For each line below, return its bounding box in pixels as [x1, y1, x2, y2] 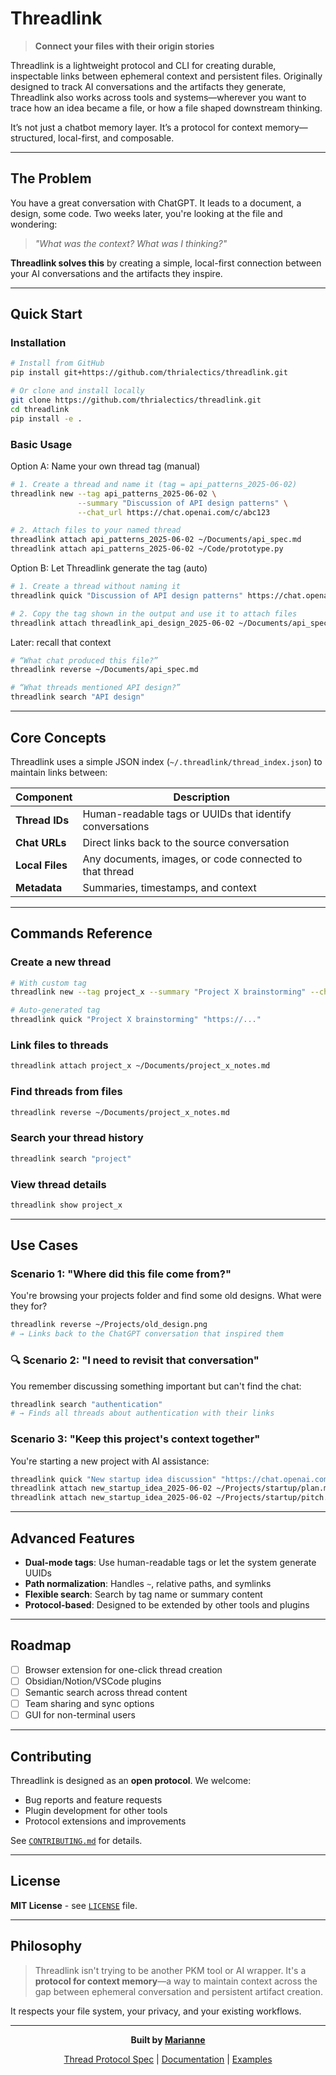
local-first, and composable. [58, 132, 175, 144]
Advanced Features [10, 1530, 136, 1547]
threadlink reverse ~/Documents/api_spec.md [10, 665, 199, 675]
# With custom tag [10, 978, 87, 988]
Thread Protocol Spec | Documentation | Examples [63, 2053, 273, 2065]
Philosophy [10, 1938, 83, 1955]
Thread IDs [15, 813, 70, 827]
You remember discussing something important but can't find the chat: [10, 1380, 302, 1392]
